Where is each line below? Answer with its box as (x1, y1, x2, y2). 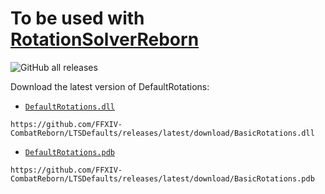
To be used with (10, 7, 145, 30)
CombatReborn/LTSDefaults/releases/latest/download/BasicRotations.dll (10, 128, 315, 138)
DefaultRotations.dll (24, 102, 115, 112)
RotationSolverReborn (10, 28, 200, 51)
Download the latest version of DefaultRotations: (10, 80, 210, 92)
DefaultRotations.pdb (24, 147, 115, 157)
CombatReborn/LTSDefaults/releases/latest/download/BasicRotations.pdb (10, 173, 315, 184)
